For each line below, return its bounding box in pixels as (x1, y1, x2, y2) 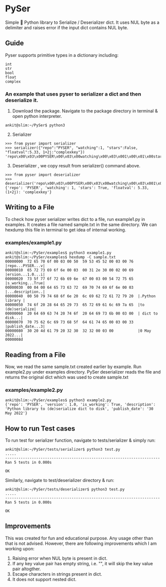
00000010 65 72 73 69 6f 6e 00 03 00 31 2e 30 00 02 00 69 (5, 268, 134, 273)
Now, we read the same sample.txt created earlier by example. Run (5, 364, 142, 370)
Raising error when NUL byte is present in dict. (12, 555, 108, 561)
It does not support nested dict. (12, 576, 77, 582)
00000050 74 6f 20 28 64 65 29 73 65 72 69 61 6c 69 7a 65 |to (5, 303, 145, 308)
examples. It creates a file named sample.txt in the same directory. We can (5, 221, 157, 227)
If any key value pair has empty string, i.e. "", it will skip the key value (12, 560, 153, 566)
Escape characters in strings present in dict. (12, 571, 102, 577)
